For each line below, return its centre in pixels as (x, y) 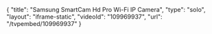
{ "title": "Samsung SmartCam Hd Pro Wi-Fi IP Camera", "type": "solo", (106, 10)
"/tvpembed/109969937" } (44, 24)
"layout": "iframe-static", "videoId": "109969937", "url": (84, 17)
